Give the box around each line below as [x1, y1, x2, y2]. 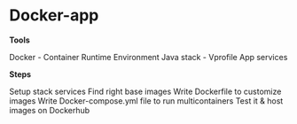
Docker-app [9, 5, 99, 26]
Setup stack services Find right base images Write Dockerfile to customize [9, 86, 282, 97]
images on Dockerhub [9, 105, 90, 115]
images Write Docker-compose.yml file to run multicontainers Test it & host [9, 95, 284, 106]
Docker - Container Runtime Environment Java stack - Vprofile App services [9, 51, 288, 62]
